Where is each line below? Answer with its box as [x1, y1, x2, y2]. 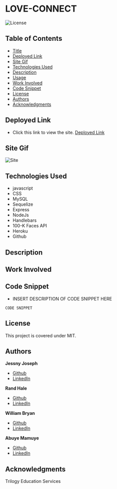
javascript [12, 185, 33, 192]
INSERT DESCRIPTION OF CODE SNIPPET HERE [12, 295, 112, 301]
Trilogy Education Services [5, 478, 61, 484]
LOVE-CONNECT [5, 3, 77, 15]
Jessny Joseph [5, 360, 38, 366]
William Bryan [5, 410, 35, 416]
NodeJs [12, 212, 29, 218]
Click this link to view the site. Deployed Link [12, 129, 105, 135]
